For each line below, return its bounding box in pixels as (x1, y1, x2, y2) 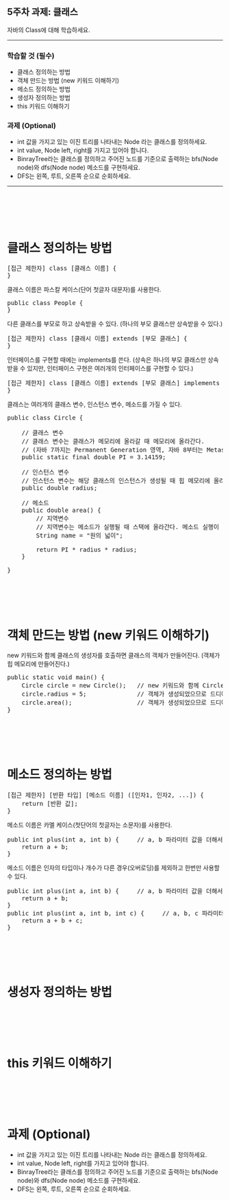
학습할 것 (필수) (7, 51, 55, 60)
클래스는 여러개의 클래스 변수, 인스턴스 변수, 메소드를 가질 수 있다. (7, 400, 183, 408)
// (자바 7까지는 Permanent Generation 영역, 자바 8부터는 (21, 446, 203, 454)
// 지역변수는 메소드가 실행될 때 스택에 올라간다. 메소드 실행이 (36, 523, 220, 531)
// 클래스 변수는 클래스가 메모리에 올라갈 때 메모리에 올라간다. (21, 437, 205, 445)
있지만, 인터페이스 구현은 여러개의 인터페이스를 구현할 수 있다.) (27, 365, 194, 373)
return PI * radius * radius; (36, 546, 138, 554)
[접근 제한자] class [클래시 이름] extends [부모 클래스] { (7, 334, 188, 343)
